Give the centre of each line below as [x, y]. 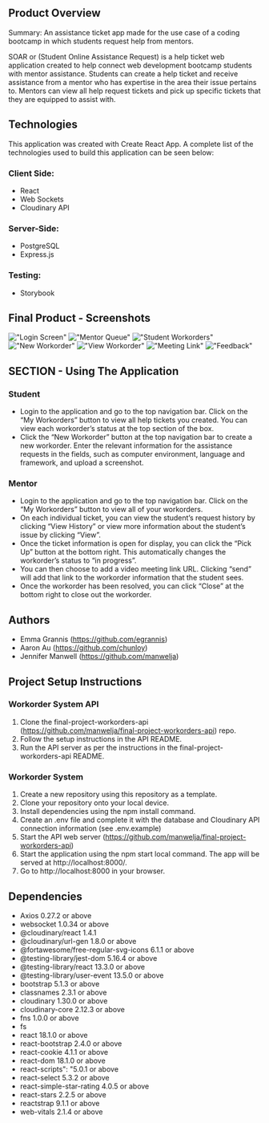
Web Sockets [42, 199]
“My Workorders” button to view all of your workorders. [111, 510]
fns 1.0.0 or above [49, 1018]
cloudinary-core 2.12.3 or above [72, 1009]
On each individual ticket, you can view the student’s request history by [138, 518]
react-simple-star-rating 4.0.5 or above [84, 1086]
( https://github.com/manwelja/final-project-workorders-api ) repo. [128, 730]
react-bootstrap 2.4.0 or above [71, 1044]
